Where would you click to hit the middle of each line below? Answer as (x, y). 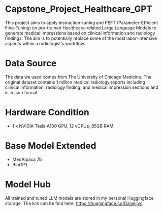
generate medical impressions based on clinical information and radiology (80, 33)
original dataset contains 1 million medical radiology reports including (75, 82)
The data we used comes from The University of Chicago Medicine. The (78, 77)
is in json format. (22, 92)
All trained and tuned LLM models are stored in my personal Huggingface (80, 198)
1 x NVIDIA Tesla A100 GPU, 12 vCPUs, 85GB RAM (63, 126)
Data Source (31, 64)
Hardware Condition (47, 113)
